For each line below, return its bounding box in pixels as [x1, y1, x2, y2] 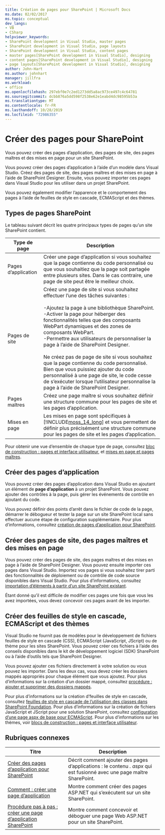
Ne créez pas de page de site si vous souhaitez [43, 353, 152, 360]
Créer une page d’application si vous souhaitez [43, 253, 152, 260]
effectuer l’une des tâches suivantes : [43, 292, 130, 299]
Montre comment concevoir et [68, 806, 138, 813]
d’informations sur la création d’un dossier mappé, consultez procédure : [5, 678, 152, 684]
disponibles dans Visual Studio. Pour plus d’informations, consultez [5, 578, 141, 584]
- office [5, 84, 23, 90]
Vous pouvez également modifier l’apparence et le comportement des [5, 190, 146, 195]
